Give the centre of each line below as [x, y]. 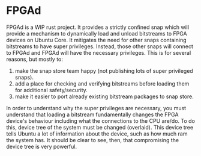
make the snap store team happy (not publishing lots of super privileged [104, 70]
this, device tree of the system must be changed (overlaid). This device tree [100, 127]
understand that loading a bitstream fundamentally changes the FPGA [92, 114]
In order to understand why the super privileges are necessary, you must [96, 108]
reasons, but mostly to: [34, 59]
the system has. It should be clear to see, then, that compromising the [92, 140]
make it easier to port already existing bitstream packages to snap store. [104, 96]
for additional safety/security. [51, 90]
